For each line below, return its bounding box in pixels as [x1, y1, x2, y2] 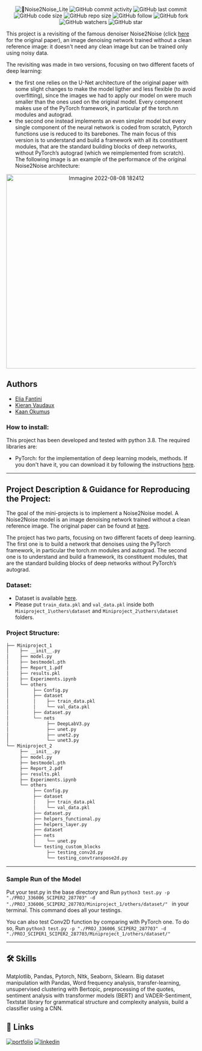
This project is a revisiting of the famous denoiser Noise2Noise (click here [6, 30, 189, 37]
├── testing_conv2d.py [46, 849, 103, 855]
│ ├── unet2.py [6, 732, 79, 738]
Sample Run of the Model [6, 875, 81, 883]
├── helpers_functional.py [32, 816, 101, 822]
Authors [6, 379, 38, 389]
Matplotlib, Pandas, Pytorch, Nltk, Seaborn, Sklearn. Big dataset [6, 972, 164, 980]
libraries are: [6, 443, 37, 451]
